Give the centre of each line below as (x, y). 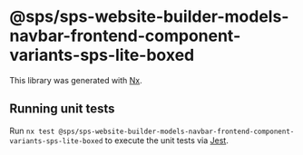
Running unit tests (62, 109)
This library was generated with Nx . (76, 80)
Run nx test (32, 131)
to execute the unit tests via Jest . (166, 140)
